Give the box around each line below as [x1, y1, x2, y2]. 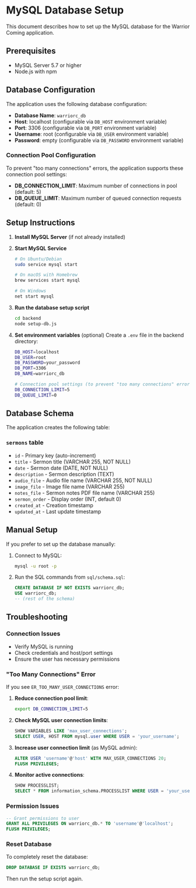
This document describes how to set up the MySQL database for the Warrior [6, 23, 190, 30]
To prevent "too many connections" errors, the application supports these [6, 165, 184, 172]
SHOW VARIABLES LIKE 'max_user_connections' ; [14, 728, 127, 734]
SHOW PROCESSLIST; [14, 783, 60, 788]
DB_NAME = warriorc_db [14, 371, 65, 377]
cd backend [14, 315, 41, 321]
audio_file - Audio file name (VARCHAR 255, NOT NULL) [14, 477, 153, 484]
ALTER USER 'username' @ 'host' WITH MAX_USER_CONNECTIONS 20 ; [14, 755, 167, 761]
